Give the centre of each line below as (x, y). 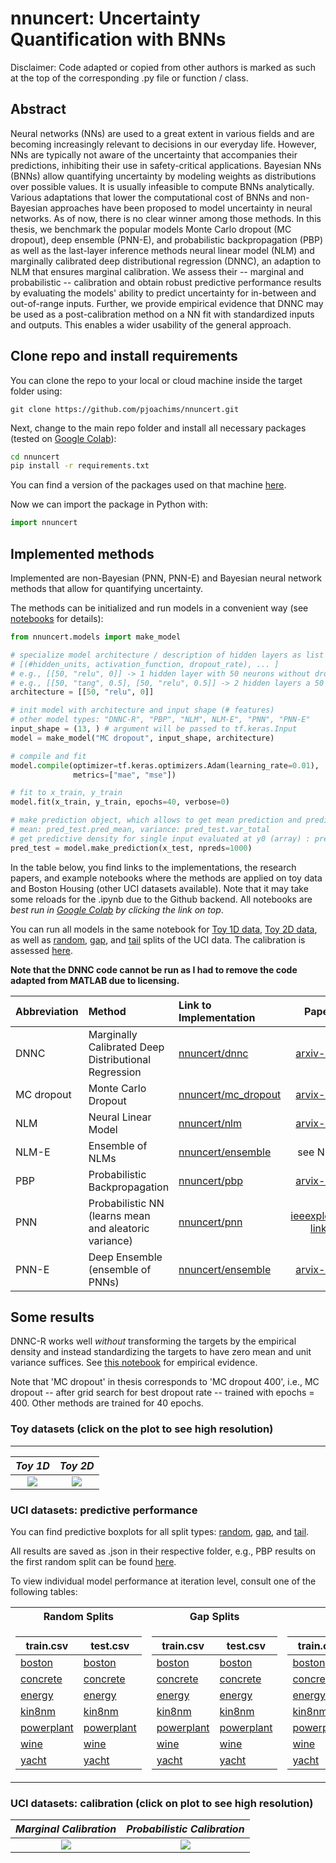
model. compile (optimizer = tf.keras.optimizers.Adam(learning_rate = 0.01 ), (165, 765)
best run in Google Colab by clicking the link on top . (117, 909)
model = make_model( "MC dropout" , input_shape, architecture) (142, 738)
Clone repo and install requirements (124, 356)
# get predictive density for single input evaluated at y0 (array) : (160, 838)
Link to (195, 1005)
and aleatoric (119, 1228)
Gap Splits (214, 1617)
